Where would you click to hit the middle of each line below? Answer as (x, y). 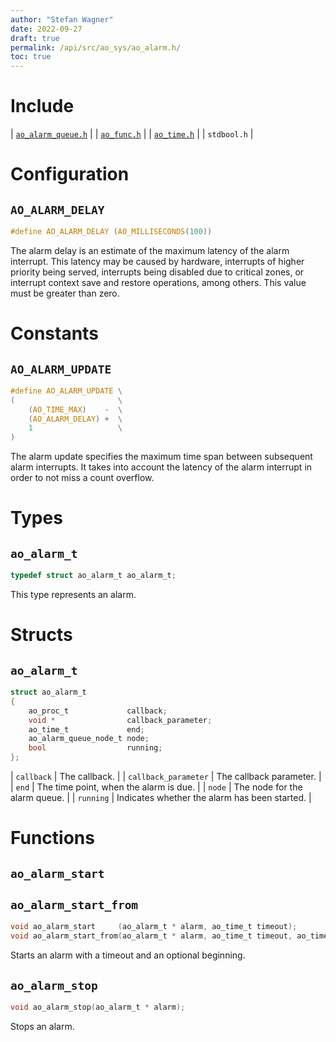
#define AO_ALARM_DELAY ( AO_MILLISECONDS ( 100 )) (111, 232)
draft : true (35, 38)
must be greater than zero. (65, 293)
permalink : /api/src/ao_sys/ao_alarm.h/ (96, 47)
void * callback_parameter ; (120, 720)
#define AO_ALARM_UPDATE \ (66, 391)
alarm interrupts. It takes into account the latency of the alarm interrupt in (161, 467)
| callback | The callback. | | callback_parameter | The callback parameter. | (166, 777)
